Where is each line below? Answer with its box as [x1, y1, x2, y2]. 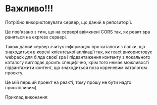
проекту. [5, 70, 24, 75]
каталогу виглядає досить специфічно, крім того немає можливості [5, 59, 149, 65]
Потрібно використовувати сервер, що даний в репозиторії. [5, 19, 133, 25]
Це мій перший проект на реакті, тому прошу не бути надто [5, 79, 132, 85]
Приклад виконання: [5, 94, 49, 100]
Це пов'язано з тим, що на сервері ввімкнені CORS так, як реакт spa [5, 29, 150, 35]
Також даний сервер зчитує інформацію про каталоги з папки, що [5, 43, 145, 49]
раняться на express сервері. [5, 34, 67, 40]
